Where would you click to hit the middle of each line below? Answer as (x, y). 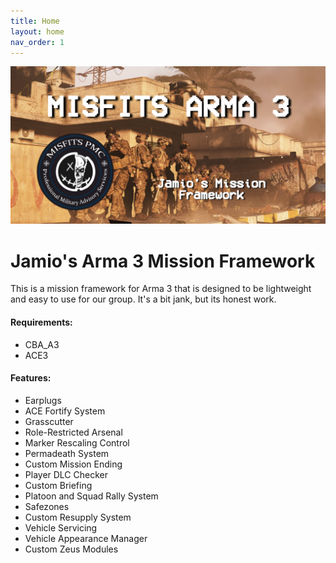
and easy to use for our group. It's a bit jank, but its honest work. (143, 299)
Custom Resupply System (78, 517)
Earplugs (43, 400)
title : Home (35, 21)
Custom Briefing (58, 485)
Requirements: (41, 322)
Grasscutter (49, 421)
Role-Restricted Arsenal (73, 432)
